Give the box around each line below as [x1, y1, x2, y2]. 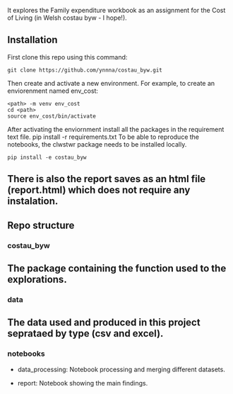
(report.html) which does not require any [7, 184, 191, 196]
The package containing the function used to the [7, 262, 227, 274]
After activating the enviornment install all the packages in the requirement [7, 125, 225, 133]
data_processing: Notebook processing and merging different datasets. [17, 365, 226, 373]
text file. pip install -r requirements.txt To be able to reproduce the [7, 133, 200, 141]
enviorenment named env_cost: [7, 86, 99, 95]
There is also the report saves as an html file [7, 173, 206, 185]
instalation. [7, 195, 59, 208]
